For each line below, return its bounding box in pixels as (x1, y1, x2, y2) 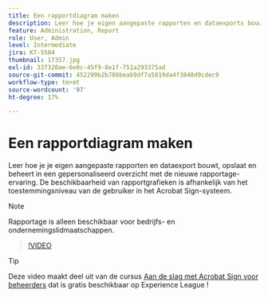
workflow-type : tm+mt (8, 78, 81, 86)
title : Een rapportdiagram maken (8, 11, 120, 20)
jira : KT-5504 (8, 49, 56, 57)
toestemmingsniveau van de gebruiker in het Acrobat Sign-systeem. (8, 186, 233, 196)
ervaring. (8, 178, 38, 187)
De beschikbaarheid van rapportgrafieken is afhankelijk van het (39, 178, 248, 187)
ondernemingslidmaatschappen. (8, 225, 115, 235)
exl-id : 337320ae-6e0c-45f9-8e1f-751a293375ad (8, 64, 166, 72)
